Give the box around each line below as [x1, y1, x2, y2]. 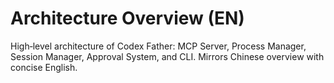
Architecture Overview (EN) [10, 7, 245, 30]
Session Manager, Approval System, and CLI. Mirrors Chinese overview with [10, 50, 325, 62]
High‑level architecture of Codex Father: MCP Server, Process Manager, [10, 40, 307, 52]
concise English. [10, 61, 78, 73]
